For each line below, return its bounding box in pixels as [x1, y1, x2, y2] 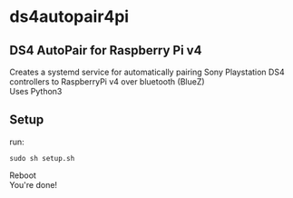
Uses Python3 [9, 86, 63, 96]
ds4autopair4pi [9, 6, 130, 27]
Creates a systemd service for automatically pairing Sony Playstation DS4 [9, 66, 285, 77]
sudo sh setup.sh [9, 153, 75, 163]
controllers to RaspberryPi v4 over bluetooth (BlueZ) [9, 76, 206, 87]
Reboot [9, 170, 36, 181]
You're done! [9, 179, 57, 190]
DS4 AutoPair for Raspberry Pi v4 [9, 43, 202, 58]
